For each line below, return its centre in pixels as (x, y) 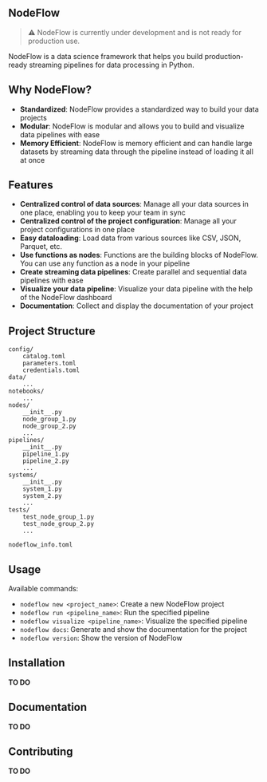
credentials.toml (51, 370)
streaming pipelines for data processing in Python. (112, 65)
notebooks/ (26, 391)
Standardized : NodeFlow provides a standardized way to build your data (139, 109)
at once (32, 160)
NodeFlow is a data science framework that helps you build (106, 56)
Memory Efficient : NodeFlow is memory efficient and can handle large (136, 143)
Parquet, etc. (41, 247)
